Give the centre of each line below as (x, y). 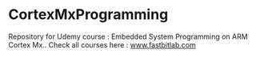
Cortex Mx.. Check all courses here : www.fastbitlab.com (102, 44)
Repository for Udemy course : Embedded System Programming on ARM (128, 36)
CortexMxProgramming (88, 15)
